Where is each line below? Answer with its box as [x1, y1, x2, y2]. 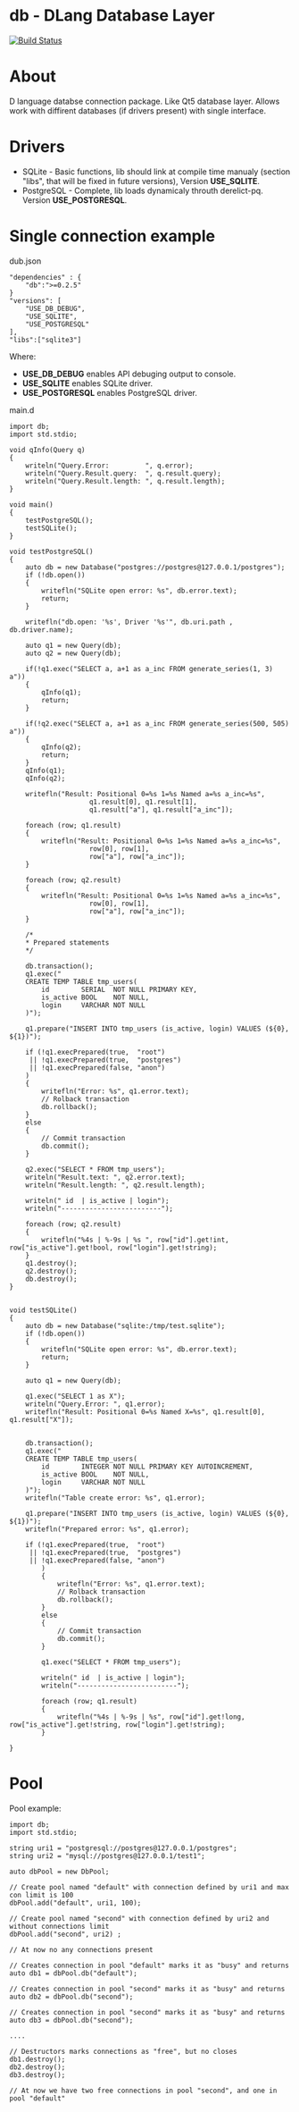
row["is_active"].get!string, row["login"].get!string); [9, 1720, 226, 1729]
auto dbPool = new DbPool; [9, 1867, 110, 1876]
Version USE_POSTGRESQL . [21, 194, 128, 206]
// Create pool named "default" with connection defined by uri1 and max [9, 1882, 290, 1891]
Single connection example [9, 226, 216, 246]
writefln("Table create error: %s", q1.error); [25, 1494, 205, 1502]
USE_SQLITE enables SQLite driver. [21, 377, 154, 389]
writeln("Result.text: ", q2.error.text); [25, 1173, 186, 1182]
